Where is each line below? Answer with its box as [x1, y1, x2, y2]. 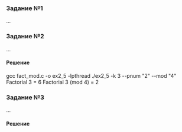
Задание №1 [6, 4, 43, 12]
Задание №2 [6, 32, 44, 41]
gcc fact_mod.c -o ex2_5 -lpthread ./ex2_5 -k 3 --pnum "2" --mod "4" [6, 72, 177, 79]
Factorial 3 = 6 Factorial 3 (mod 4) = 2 [6, 78, 99, 85]
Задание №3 [6, 93, 44, 101]
